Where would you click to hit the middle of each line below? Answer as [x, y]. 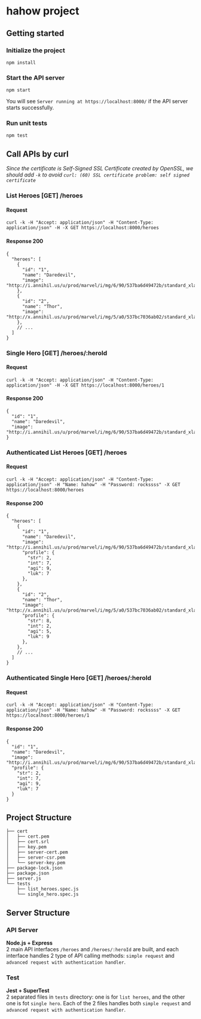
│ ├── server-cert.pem [37, 852]
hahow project [43, 11]
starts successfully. [30, 108]
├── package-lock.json [34, 868]
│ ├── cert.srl [28, 842]
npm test [17, 136]
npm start [19, 90]
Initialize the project [36, 50]
